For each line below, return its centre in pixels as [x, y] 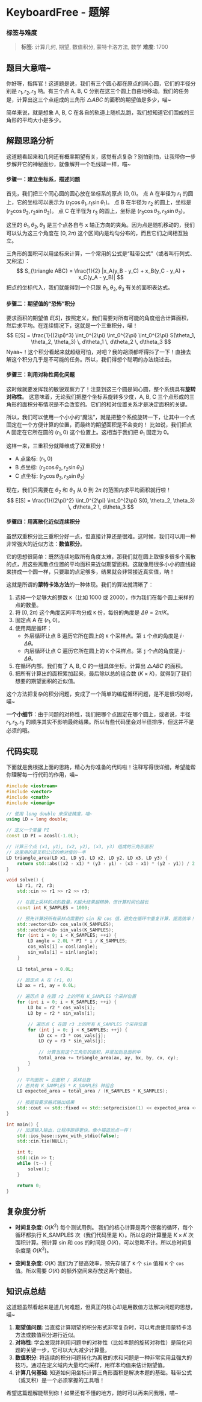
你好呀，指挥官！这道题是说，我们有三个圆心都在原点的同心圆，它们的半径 [98, 84]
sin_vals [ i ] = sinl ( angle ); [63, 953]
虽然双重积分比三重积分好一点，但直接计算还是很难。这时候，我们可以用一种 [101, 536]
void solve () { [25, 880]
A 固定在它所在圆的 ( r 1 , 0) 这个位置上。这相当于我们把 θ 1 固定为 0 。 [89, 433]
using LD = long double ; [37, 819]
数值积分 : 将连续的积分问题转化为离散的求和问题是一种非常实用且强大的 [103, 1357]
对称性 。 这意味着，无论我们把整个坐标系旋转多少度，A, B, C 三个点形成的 [98, 396]
